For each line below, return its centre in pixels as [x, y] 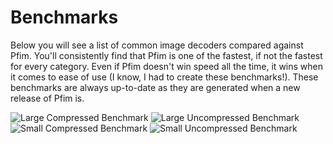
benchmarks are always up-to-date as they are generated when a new [155, 87]
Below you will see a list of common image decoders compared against [157, 45]
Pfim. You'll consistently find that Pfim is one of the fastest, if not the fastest [166, 55]
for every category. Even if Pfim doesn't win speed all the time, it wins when [167, 66]
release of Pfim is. [47, 98]
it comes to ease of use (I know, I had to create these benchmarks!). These [164, 77]
